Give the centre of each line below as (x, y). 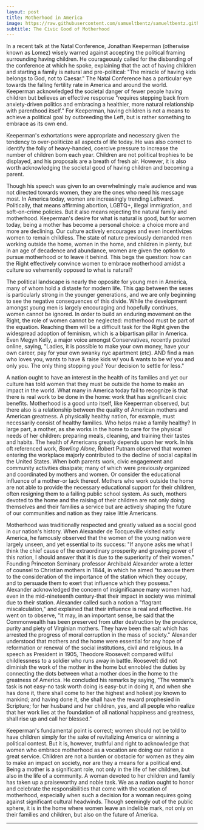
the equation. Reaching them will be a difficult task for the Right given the (98, 327)
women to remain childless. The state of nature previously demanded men (99, 238)
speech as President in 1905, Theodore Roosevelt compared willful (90, 654)
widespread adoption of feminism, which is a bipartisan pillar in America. (97, 334)
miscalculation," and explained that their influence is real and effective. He (99, 609)
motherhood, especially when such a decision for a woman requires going (99, 795)
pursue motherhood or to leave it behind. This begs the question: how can (99, 257)
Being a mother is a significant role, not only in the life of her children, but (98, 769)
